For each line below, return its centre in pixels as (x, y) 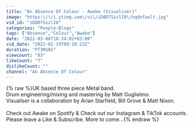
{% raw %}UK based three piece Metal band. (61, 88)
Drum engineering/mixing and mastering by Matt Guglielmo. (78, 95)
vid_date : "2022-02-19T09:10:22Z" (48, 45)
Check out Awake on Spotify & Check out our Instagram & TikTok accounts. (97, 113)
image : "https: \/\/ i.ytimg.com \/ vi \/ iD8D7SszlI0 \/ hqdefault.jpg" (87, 17)
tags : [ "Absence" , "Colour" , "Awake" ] (51, 33)
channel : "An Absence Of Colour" (47, 72)
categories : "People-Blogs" (40, 28)
